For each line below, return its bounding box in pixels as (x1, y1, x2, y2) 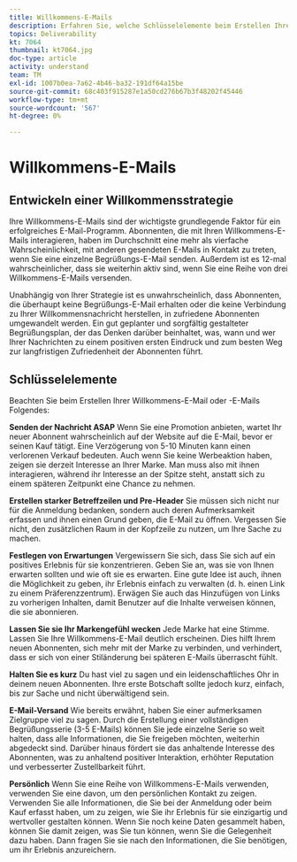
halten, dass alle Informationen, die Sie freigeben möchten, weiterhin (9, 733, 260, 743)
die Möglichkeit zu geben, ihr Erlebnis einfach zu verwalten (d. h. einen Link (9, 578, 286, 589)
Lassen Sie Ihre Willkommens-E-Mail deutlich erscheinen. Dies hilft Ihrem (9, 633, 276, 643)
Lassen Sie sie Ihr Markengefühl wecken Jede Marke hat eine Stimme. (9, 623, 270, 634)
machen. (9, 533, 42, 543)
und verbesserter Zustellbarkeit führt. (9, 761, 146, 772)
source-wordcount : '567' (9, 104, 101, 112)
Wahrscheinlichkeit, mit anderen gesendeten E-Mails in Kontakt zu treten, (9, 244, 277, 255)
